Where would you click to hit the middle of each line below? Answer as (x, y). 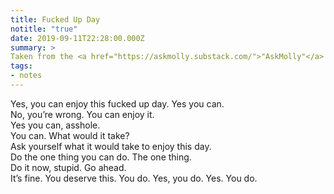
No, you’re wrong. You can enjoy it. (82, 114)
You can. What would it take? (70, 135)
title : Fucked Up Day (55, 19)
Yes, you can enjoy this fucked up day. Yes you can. (117, 103)
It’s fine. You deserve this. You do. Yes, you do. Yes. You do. (134, 178)
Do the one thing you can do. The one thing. (101, 157)
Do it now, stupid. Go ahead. (68, 167)
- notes (26, 76)
